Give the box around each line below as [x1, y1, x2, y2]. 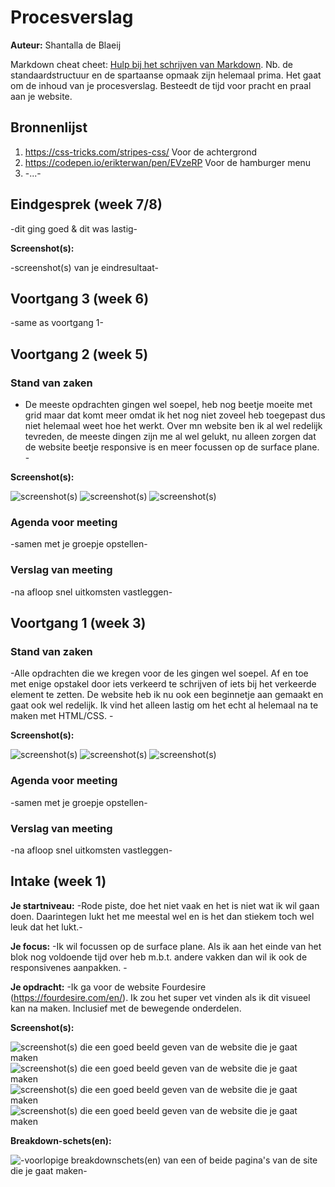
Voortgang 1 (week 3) [10, 615, 147, 632]
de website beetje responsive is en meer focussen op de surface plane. [24, 441, 320, 453]
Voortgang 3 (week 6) [10, 290, 150, 307]
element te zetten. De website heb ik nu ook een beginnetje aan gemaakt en [10, 689, 324, 701]
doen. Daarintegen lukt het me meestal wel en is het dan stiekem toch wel [10, 910, 315, 922]
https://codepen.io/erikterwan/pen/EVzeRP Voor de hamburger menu [24, 156, 312, 168]
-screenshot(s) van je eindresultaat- [10, 261, 159, 273]
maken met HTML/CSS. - [10, 710, 114, 722]
